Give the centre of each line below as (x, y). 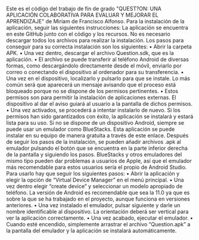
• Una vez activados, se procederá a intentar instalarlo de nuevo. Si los (93, 110)
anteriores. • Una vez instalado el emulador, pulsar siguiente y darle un (93, 205)
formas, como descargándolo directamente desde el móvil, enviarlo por (94, 66)
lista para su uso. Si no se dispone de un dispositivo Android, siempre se (95, 123)
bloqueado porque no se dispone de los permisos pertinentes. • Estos (92, 91)
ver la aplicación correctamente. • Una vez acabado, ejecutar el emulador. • (100, 218)
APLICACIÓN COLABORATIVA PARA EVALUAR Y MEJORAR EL (83, 15)
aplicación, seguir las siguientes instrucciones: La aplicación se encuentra (97, 27)
